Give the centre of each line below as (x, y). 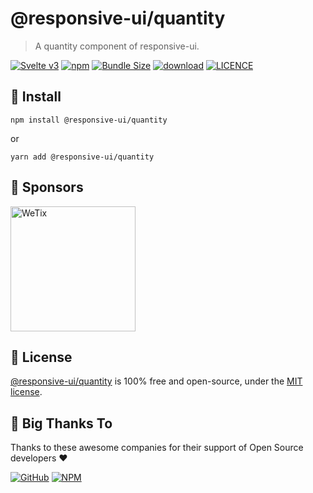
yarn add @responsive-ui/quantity (82, 157)
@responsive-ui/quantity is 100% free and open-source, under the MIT (156, 381)
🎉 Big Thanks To (61, 423)
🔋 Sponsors (47, 187)
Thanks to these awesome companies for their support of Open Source (157, 448)
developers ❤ (39, 458)
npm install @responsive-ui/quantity (89, 120)
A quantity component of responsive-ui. (117, 46)
